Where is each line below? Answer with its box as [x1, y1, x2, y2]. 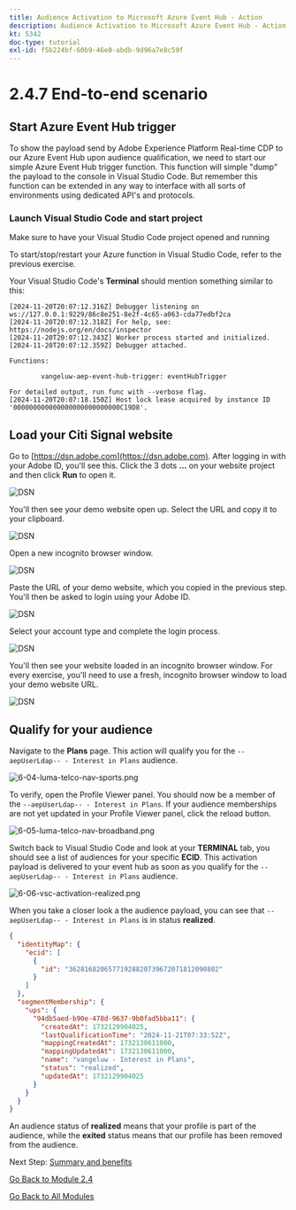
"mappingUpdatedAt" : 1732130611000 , [41, 1047, 176, 1056]
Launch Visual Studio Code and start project [9, 212, 203, 224]
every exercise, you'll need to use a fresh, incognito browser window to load [9, 670, 287, 681]
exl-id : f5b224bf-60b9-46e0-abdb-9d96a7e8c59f [9, 46, 184, 55]
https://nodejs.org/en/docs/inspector [9, 325, 152, 335]
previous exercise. [9, 259, 77, 269]
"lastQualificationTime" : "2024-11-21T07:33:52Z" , [41, 1030, 231, 1040]
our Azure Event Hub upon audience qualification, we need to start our [9, 152, 267, 163]
